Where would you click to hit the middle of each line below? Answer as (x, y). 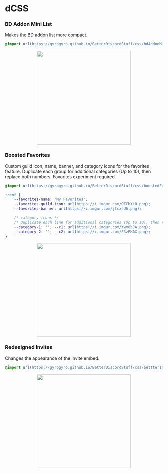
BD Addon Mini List (29, 24)
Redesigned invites (29, 347)
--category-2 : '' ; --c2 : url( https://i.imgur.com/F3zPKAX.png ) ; (82, 232)
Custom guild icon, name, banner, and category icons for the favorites (77, 166)
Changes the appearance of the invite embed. (52, 358)
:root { (13, 195)
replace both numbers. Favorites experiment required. (61, 177)
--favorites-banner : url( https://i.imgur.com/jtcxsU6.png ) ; (78, 209)
